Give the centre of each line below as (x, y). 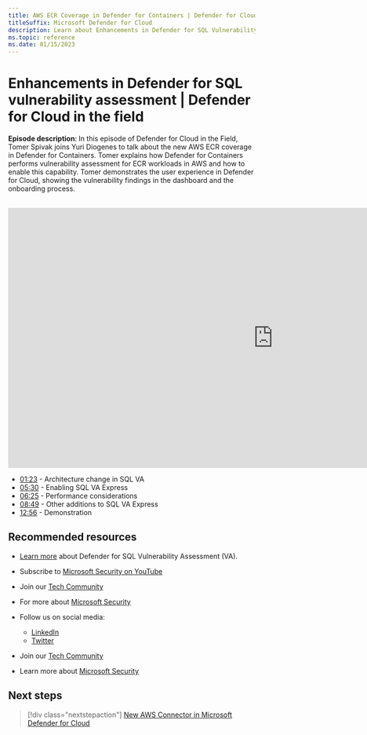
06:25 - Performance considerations (78, 496)
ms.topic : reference (42, 37)
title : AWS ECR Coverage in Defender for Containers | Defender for (122, 15)
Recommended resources (73, 538)
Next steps (35, 696)
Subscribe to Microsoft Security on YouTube (91, 571)
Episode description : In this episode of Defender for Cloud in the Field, (123, 139)
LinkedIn (45, 632)
